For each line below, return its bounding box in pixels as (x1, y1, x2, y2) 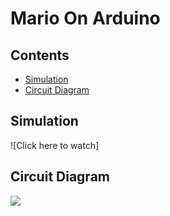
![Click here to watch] (10, 139, 100, 151)
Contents (10, 47, 70, 64)
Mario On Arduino (10, 7, 161, 30)
